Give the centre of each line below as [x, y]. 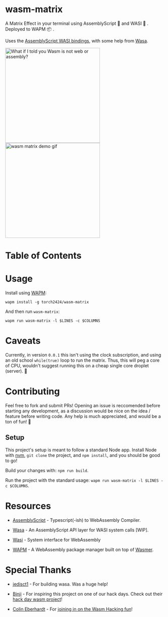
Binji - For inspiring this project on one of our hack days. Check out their [88, 594]
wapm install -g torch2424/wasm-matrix [47, 302]
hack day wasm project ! [37, 599]
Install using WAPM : [26, 293]
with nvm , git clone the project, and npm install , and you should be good [83, 455]
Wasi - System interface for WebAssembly [57, 539]
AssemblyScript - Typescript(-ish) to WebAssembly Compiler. [77, 520]
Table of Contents [43, 256]
